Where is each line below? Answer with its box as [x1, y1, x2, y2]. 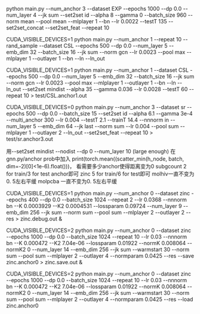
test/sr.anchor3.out [6, 135, 54, 143]
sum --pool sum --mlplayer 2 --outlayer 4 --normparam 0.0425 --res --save [6, 252, 195, 259]
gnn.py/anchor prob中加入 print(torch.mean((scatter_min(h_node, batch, [6, 155, 184, 162]
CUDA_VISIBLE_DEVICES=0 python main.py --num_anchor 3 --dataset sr [6, 104, 186, 110]
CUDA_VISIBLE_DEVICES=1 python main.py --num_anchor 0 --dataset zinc [6, 190, 190, 197]
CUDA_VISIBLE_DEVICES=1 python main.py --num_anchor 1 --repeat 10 [6, 36, 182, 43]
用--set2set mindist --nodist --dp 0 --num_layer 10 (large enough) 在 [6, 148, 176, 155]
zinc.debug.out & [20, 215, 63, 222]
